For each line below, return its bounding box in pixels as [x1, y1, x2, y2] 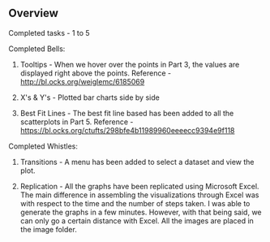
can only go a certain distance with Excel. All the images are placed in [19, 215, 254, 226]
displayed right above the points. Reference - [19, 68, 172, 78]
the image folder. [19, 224, 77, 234]
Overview [8, 6, 59, 20]
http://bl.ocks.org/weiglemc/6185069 [19, 76, 145, 86]
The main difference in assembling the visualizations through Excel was [19, 190, 259, 200]
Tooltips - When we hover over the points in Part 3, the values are [19, 59, 240, 69]
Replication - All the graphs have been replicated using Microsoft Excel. [19, 181, 259, 191]
